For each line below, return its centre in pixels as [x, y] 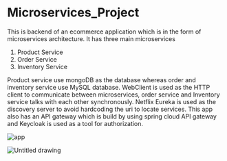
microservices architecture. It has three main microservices [91, 38]
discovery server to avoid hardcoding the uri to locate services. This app [110, 109]
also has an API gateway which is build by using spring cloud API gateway [112, 116]
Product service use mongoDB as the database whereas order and [101, 79]
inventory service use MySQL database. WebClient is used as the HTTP [109, 87]
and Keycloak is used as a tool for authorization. [75, 123]
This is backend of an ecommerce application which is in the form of [104, 32]
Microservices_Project [73, 13]
